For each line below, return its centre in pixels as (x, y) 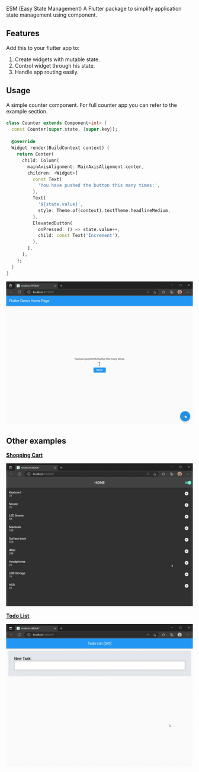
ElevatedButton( (52, 223)
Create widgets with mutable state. (57, 59)
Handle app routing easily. (46, 72)
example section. (27, 111)
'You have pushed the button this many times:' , (99, 186)
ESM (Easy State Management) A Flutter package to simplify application (94, 9)
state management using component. (52, 15)
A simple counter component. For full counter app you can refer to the (92, 105)
